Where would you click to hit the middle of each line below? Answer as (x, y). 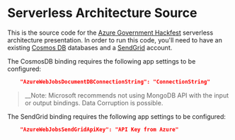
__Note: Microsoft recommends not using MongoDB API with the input (127, 95)
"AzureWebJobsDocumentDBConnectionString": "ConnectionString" (115, 82)
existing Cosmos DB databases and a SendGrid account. (90, 47)
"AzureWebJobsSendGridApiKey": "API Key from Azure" (99, 129)
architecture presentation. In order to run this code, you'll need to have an (115, 40)
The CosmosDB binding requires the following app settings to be (102, 61)
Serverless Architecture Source (102, 13)
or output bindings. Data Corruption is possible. (94, 103)
